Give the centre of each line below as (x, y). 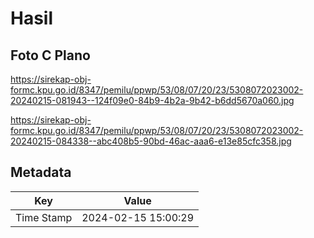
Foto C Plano (50, 55)
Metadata (41, 172)
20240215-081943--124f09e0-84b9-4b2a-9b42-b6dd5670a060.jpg (152, 100)
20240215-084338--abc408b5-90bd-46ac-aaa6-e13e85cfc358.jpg (151, 141)
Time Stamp (44, 217)
